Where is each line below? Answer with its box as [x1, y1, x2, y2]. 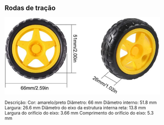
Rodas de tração [4, 4, 56, 12]
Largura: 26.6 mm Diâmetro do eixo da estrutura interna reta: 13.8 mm [4, 105, 146, 111]
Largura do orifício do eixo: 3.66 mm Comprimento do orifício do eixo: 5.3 [4, 110, 154, 116]
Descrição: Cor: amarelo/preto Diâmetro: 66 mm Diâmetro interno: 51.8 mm [4, 99, 157, 105]
